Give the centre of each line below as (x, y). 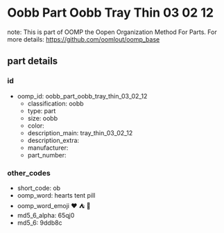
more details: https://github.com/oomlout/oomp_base (84, 39)
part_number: (47, 155)
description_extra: (53, 140)
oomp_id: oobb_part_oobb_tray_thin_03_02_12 (82, 96)
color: (36, 126)
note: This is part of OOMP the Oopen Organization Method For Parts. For (112, 32)
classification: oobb (56, 103)
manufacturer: (48, 148)
